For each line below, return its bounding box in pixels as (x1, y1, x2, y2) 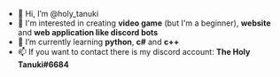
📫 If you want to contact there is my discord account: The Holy (17, 47, 251, 57)
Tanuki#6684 (17, 59, 69, 70)
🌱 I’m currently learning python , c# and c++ (17, 36, 180, 47)
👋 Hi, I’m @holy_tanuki (17, 9, 99, 19)
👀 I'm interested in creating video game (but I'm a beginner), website (17, 18, 271, 28)
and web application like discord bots (17, 27, 159, 37)
